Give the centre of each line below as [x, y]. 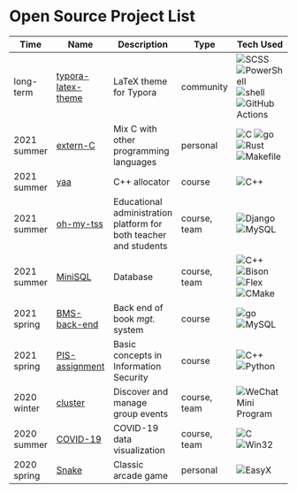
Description [143, 44]
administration [143, 212]
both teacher [140, 234]
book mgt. [134, 318]
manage [130, 402]
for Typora [135, 92]
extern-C [76, 145]
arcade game [141, 475]
